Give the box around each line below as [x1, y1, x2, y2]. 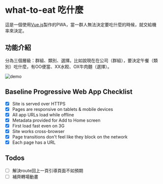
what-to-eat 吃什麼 [5, 4, 83, 16]
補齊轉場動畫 [12, 174, 38, 180]
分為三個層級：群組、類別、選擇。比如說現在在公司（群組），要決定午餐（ [5, 57, 154, 63]
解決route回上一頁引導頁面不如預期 [12, 167, 83, 173]
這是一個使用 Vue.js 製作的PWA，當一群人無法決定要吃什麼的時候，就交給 [5, 22, 152, 27]
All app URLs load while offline [12, 111, 75, 118]
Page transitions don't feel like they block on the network [12, 133, 128, 140]
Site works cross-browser [12, 128, 65, 134]
